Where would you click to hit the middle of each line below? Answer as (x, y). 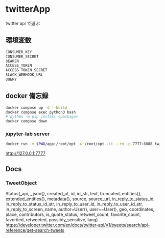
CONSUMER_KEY (19, 52)
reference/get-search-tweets (35, 230)
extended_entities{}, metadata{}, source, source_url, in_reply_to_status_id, (80, 199)
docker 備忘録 (27, 96)
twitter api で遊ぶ (23, 23)
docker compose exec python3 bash (41, 112)
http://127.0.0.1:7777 (25, 153)
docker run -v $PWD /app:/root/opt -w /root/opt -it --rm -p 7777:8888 (79, 144)
